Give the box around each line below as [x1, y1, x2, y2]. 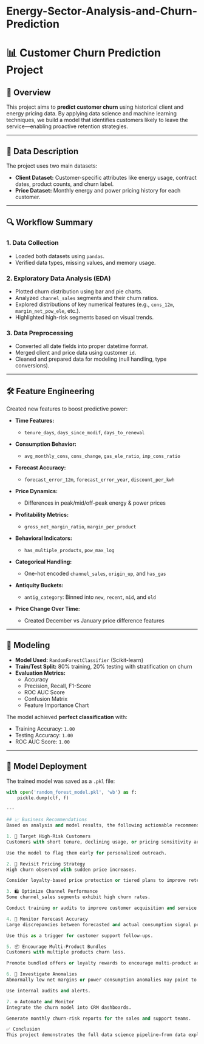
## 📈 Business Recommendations [6, 817, 87, 823]
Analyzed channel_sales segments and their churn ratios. [15, 294, 159, 301]
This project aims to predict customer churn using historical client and [6, 103, 184, 111]
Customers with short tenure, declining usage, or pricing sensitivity [6, 839, 191, 845]
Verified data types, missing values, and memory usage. [15, 259, 156, 266]
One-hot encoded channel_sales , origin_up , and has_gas [24, 570, 166, 578]
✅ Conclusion [6, 1026, 41, 1032]
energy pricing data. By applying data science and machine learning [6, 110, 177, 117]
